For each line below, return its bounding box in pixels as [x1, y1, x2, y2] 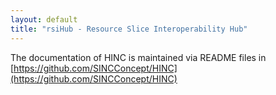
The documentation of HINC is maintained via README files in [10, 51, 267, 63]
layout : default [10, 14, 78, 25]
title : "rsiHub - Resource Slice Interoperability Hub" [10, 24, 248, 34]
